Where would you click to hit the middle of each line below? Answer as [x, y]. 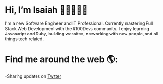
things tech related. [24, 39]
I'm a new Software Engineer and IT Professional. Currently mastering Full [79, 23]
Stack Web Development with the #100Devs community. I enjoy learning [77, 28]
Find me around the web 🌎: [62, 59]
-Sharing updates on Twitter [33, 76]
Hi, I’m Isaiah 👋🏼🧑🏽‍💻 [46, 10]
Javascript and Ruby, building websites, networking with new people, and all [82, 34]
